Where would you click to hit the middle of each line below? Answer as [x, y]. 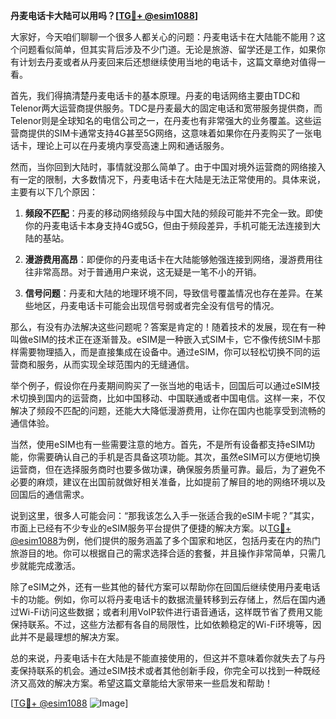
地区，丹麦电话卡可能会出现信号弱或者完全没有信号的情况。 [156, 305]
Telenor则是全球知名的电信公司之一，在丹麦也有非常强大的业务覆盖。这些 [161, 120]
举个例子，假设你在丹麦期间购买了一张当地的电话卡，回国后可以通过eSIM [161, 385]
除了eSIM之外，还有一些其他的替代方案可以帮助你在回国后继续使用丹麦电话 [165, 587]
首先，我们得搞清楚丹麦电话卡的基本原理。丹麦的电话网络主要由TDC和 [155, 95]
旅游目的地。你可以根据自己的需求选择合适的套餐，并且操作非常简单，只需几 [168, 553]
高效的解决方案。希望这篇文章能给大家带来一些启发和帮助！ [150, 683]
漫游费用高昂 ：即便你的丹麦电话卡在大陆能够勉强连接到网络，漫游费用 [169, 259]
